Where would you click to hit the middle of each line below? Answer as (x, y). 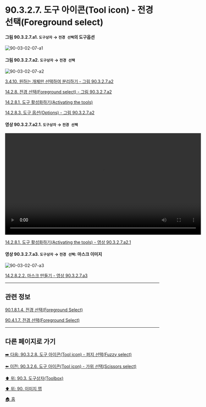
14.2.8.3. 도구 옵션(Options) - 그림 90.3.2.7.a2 (50, 113)
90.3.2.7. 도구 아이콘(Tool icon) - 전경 (79, 10)
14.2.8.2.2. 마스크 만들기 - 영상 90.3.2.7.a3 (46, 275)
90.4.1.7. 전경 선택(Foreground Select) (42, 320)
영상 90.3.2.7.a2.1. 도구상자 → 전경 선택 (42, 125)
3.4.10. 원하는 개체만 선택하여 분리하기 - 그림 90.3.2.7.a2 (59, 81)
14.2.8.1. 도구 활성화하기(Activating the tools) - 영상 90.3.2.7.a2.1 (68, 242)
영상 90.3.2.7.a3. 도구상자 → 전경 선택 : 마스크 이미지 (54, 254)
